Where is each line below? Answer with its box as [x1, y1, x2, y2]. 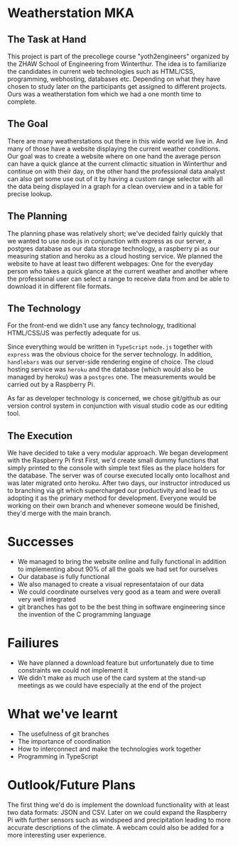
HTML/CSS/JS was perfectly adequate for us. [7, 329, 141, 337]
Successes [7, 534, 75, 550]
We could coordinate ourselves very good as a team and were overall [17, 587, 221, 596]
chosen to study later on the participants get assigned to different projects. [7, 82, 227, 90]
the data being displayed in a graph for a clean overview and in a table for [7, 182, 223, 190]
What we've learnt [7, 706, 119, 722]
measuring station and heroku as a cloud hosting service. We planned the [7, 251, 223, 260]
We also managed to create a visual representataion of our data [17, 580, 205, 589]
